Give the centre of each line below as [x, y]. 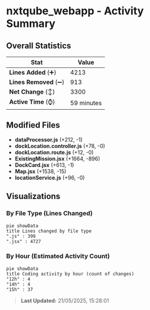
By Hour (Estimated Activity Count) [58, 256]
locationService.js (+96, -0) [50, 178]
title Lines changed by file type [49, 231]
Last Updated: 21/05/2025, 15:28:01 [65, 300]
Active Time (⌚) [32, 102]
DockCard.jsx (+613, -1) [44, 165]
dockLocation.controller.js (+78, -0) [60, 146]
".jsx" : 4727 [24, 241]
